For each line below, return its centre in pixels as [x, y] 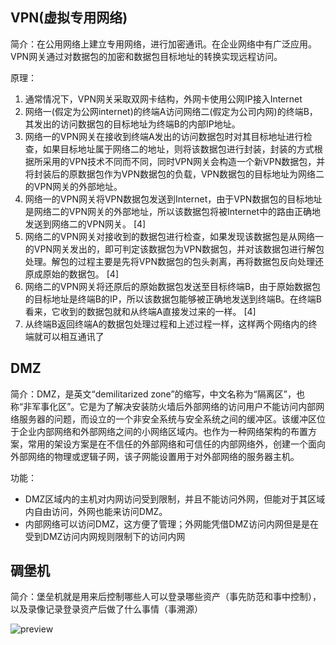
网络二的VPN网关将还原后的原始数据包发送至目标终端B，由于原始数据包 [173, 286]
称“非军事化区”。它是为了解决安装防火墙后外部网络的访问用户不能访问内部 [163, 406]
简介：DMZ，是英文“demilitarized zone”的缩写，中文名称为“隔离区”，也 [157, 394]
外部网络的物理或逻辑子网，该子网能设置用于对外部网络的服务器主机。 [155, 456]
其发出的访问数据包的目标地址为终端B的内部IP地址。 [132, 124]
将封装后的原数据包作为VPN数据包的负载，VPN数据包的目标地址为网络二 [174, 174]
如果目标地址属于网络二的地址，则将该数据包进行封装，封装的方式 [178, 149]
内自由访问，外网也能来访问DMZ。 [96, 511]
